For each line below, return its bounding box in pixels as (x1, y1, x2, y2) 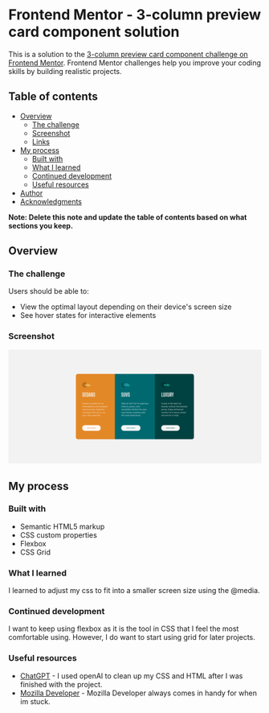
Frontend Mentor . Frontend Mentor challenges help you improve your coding (8, 58, 262, 68)
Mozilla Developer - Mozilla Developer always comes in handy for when (19, 688, 257, 698)
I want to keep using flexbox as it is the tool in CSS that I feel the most (8, 624, 239, 633)
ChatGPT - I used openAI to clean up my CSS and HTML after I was (19, 670, 243, 681)
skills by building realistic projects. (8, 66, 122, 76)
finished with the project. (19, 679, 103, 689)
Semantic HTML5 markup (19, 521, 105, 531)
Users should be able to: (8, 286, 90, 296)
